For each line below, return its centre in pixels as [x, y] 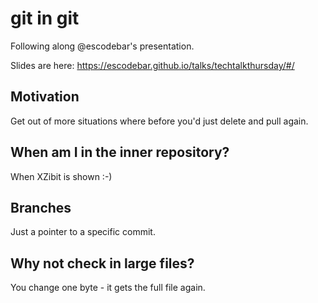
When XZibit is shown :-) [61, 176]
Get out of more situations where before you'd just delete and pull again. [159, 121]
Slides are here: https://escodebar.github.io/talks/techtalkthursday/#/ [152, 65]
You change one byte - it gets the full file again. [108, 288]
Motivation [45, 97]
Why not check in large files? [102, 263]
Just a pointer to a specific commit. [83, 232]
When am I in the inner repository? [120, 152]
